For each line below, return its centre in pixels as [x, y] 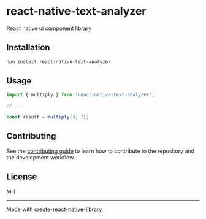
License [22, 177]
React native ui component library [49, 28]
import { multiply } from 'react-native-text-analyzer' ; [81, 95]
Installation [28, 48]
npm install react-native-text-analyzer [59, 62]
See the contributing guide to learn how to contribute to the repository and [101, 151]
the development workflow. [41, 157]
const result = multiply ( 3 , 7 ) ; [48, 117]
